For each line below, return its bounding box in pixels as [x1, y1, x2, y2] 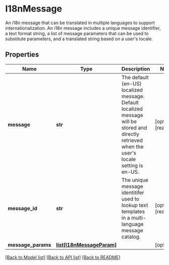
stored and [121, 124, 147, 131]
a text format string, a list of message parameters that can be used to [5, 30, 149, 36]
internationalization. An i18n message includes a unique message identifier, [5, 25, 161, 31]
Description [121, 65, 150, 72]
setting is [121, 162, 143, 169]
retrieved [121, 137, 143, 144]
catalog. [121, 233, 141, 240]
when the [121, 143, 144, 150]
